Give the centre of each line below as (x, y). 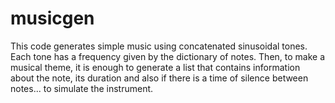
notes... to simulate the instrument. (82, 88)
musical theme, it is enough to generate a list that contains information (155, 67)
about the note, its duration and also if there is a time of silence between (159, 78)
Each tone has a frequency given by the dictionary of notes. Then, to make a (168, 56)
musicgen (52, 18)
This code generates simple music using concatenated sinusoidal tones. (159, 46)
